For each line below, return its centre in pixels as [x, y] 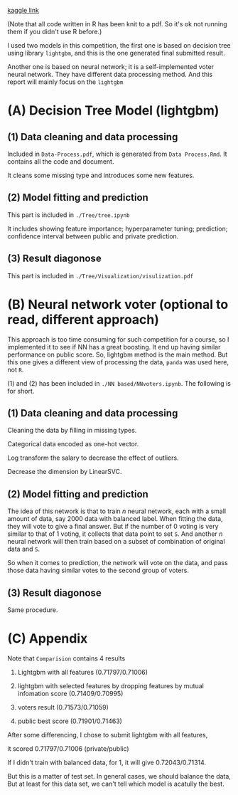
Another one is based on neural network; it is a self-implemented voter [111, 67]
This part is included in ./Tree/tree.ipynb [69, 215]
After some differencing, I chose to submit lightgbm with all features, [108, 735]
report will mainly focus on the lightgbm [65, 82]
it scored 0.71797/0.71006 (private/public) [68, 748]
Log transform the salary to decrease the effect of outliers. [93, 458]
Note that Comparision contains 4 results [66, 658]
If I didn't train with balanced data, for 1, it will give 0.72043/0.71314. [107, 762]
